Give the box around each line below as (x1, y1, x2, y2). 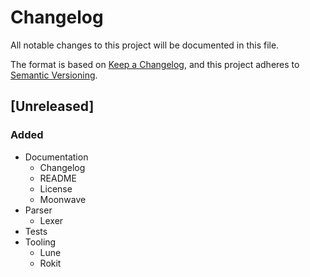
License (39, 182, 73, 195)
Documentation (24, 151, 89, 163)
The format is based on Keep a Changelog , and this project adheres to (10, 58, 300, 70)
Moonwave (39, 193, 87, 205)
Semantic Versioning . (10, 69, 98, 81)
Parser (24, 204, 53, 216)
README (39, 172, 77, 184)
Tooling (24, 236, 57, 248)
